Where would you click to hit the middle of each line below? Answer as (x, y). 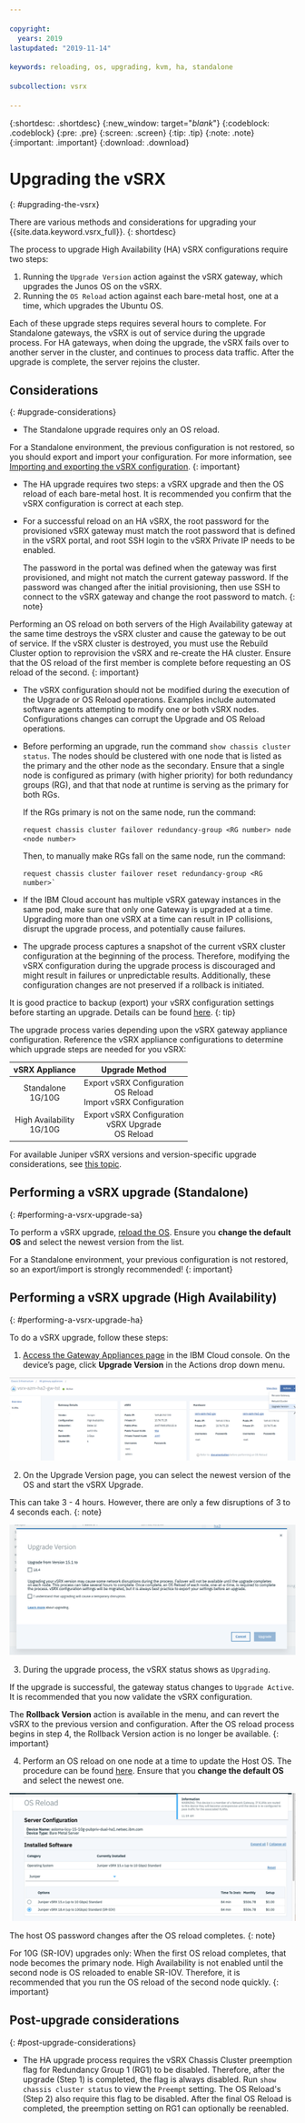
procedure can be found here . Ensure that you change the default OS (153, 1770)
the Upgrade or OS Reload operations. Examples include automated (149, 699)
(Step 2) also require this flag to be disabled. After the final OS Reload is (157, 2098)
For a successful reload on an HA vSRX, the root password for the (146, 521)
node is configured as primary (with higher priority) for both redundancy (157, 775)
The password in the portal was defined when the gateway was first (149, 568)
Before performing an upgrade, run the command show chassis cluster (157, 747)
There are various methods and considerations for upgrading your (133, 222)
